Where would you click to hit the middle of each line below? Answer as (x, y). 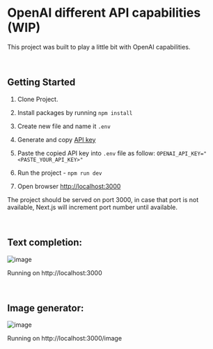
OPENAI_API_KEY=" (182, 154)
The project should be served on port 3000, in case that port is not (103, 199)
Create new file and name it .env (64, 126)
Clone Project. (38, 99)
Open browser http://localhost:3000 (69, 186)
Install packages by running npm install (75, 112)
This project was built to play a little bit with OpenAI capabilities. (99, 47)
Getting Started (41, 83)
